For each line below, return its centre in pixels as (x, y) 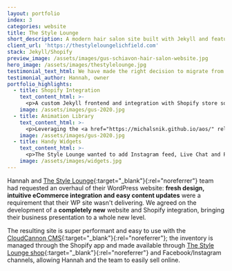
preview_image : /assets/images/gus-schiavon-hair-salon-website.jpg (108, 59)
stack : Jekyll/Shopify (40, 52)
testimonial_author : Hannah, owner (58, 78)
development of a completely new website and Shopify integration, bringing (116, 210)
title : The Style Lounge (43, 33)
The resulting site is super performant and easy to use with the (97, 230)
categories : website (37, 26)
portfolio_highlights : (40, 84)
